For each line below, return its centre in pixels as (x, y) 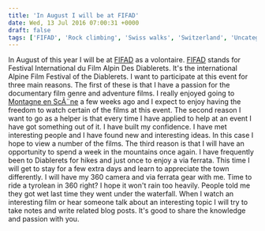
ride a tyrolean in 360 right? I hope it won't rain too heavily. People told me (129, 185)
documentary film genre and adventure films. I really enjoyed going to (121, 93)
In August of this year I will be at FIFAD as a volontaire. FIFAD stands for (125, 60)
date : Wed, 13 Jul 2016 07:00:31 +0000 (74, 23)
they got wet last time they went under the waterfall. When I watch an (121, 194)
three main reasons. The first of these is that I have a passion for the (119, 85)
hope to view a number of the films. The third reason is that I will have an (126, 143)
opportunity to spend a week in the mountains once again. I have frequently (131, 152)
